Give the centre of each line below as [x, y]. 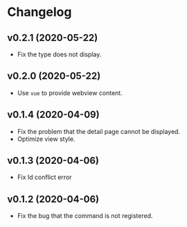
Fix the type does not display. [59, 54]
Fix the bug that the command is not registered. [85, 216]
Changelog [39, 12]
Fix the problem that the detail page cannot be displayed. [99, 131]
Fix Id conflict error [44, 177]
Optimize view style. [46, 139]
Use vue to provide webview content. [70, 93]
